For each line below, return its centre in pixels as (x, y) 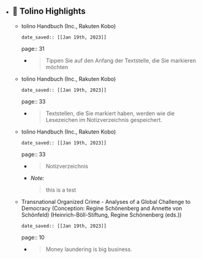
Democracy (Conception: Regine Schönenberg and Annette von (102, 208)
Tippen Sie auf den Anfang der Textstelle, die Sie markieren (121, 60)
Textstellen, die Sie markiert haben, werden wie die (110, 113)
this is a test (61, 190)
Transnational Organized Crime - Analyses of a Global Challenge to (106, 201)
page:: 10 (33, 237)
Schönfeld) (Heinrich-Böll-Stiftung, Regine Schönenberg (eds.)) (101, 214)
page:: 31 (33, 48)
